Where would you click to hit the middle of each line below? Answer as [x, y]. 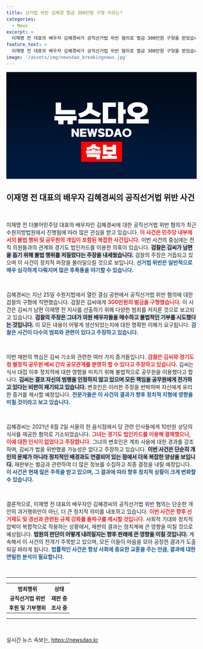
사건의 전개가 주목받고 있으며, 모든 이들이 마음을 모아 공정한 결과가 [107, 542]
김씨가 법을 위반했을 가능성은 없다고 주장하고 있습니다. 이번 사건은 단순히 [104, 449]
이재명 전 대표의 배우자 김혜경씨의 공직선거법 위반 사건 [101, 197]
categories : [21, 19]
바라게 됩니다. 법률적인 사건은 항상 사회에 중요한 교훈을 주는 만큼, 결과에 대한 [106, 549]
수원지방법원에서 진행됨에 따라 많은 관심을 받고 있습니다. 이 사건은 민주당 [92, 232]
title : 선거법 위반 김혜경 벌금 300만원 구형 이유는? [64, 13]
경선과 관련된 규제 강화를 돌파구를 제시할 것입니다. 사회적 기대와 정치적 [111, 519]
